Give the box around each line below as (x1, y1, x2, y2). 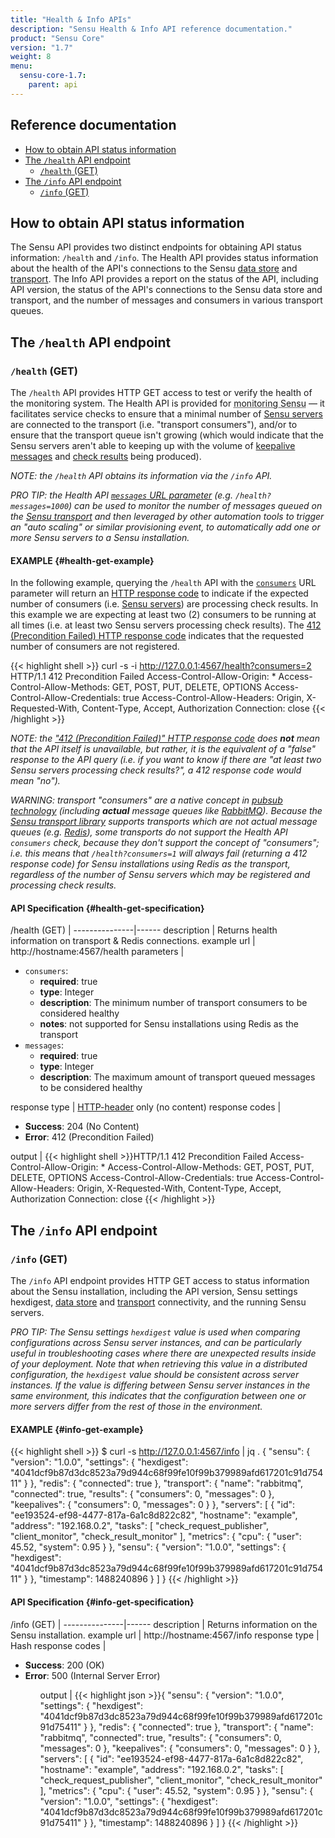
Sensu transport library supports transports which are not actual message (10, 816, 318, 828)
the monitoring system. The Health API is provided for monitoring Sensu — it (10, 397, 325, 410)
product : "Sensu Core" (10, 33, 105, 43)
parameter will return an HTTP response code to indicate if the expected (10, 587, 309, 600)
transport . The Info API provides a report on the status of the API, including (10, 273, 319, 285)
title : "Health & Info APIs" (10, 14, 132, 25)
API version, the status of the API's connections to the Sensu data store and (10, 284, 323, 296)
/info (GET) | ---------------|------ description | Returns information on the (10, 1618, 318, 1630)
